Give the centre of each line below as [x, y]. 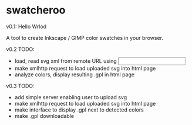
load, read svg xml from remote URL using [65, 61]
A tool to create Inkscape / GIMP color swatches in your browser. [85, 38]
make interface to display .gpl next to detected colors [79, 110]
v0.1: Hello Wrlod [26, 26]
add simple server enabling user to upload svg [71, 97]
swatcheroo [36, 10]
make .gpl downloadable [44, 116]
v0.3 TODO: [20, 86]
